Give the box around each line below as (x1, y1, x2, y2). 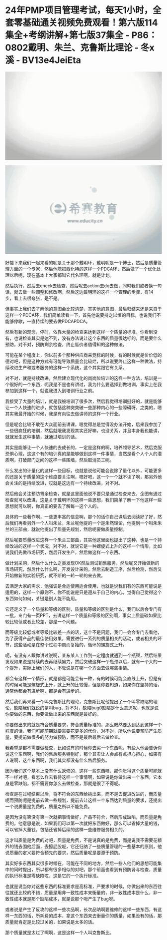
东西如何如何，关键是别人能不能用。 (5, 595, 80, 601)
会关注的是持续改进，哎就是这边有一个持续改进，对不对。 (5, 480, 123, 486)
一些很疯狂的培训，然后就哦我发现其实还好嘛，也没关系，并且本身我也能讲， (5, 428, 162, 434)
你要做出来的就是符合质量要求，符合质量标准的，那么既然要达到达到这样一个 (5, 721, 162, 727)
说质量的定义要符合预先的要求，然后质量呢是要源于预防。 (5, 850, 123, 856)
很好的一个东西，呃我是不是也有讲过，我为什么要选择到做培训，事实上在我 (9, 381, 162, 387)
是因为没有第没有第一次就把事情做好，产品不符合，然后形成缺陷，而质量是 (5, 814, 158, 820)
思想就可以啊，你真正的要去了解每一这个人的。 (5, 503, 101, 509)
